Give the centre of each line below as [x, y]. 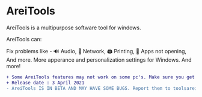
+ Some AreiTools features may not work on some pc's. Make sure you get [101, 77]
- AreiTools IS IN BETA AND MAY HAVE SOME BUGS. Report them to [88, 88]
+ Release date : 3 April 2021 [45, 83]
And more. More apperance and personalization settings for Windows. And [99, 60]
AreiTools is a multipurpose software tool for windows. [74, 28]
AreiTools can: [24, 39]
